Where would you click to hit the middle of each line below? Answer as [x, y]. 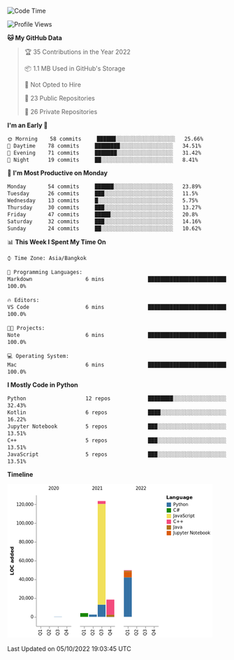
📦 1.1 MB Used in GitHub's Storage [75, 69]
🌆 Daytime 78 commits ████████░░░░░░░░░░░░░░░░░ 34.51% [104, 146]
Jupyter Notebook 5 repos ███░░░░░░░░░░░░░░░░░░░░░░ [117, 426]
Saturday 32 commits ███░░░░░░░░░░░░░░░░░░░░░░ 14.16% [104, 222]
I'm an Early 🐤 [28, 125]
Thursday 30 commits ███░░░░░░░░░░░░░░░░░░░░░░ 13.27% [104, 208]
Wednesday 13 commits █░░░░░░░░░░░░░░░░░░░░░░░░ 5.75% [103, 201]
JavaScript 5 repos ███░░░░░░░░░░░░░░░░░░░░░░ [117, 454]
